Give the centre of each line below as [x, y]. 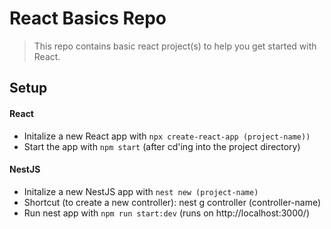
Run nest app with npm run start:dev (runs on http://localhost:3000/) [167, 213]
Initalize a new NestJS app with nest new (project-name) [141, 191]
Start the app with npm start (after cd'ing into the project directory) [162, 146]
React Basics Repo [88, 18]
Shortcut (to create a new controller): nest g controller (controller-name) [172, 202]
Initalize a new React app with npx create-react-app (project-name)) [167, 136]
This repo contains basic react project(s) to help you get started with [175, 46]
